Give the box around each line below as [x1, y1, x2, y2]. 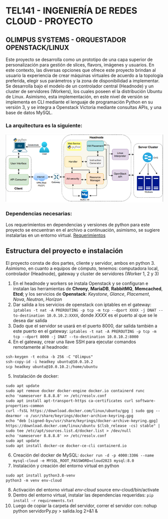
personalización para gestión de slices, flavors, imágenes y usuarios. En [5, 62, 154, 67]
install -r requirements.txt [12, 498, 74, 503]
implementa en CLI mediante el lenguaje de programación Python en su [5, 99, 153, 105]
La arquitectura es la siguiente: [5, 122, 82, 129]
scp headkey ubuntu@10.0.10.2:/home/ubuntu [5, 364, 98, 369]
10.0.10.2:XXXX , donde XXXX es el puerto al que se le [46, 312, 157, 318]
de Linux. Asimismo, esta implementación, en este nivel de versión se [5, 94, 149, 99]
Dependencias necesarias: [5, 210, 72, 217]
